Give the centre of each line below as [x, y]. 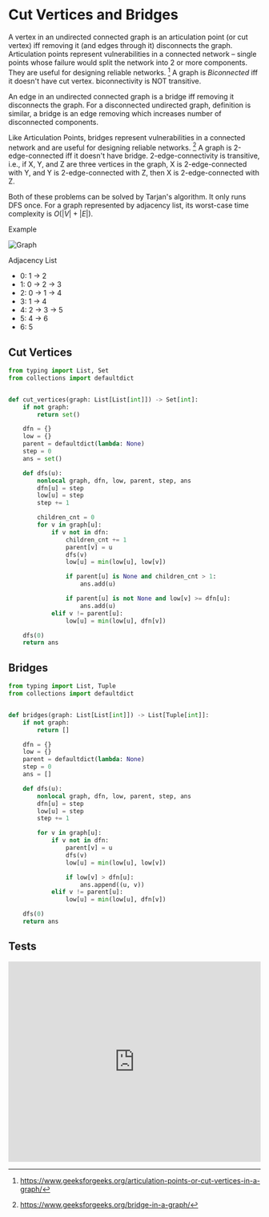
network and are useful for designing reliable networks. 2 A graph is [120, 147]
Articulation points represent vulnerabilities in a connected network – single [132, 54]
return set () [59, 414]
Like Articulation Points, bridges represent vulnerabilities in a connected [127, 137]
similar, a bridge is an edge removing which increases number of [115, 113]
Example [23, 229]
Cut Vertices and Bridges [93, 15]
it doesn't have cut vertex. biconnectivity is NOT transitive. [105, 81]
